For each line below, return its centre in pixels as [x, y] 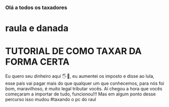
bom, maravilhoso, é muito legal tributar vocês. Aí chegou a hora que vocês [84, 89]
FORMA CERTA [37, 62]
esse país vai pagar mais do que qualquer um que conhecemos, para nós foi [85, 83]
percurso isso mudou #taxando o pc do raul [51, 99]
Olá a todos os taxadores [36, 8]
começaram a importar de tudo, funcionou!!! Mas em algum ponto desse [80, 94]
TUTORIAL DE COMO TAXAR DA [74, 51]
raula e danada [37, 28]
